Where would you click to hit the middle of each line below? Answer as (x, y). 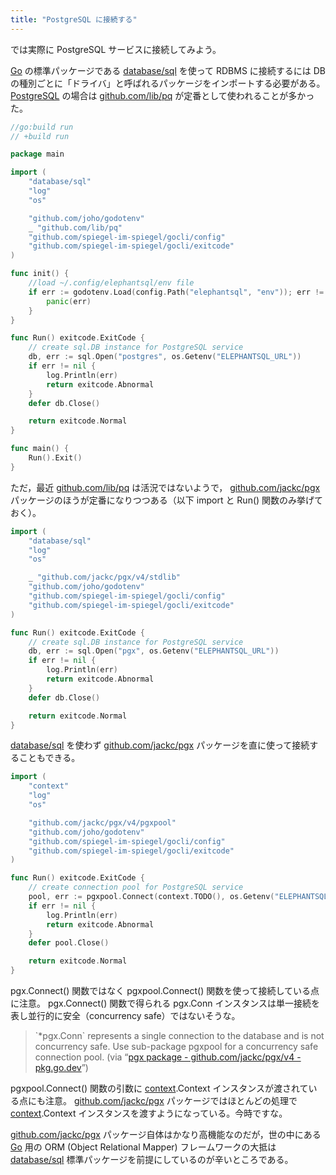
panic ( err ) (69, 301)
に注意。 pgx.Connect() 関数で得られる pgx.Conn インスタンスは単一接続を (165, 1003)
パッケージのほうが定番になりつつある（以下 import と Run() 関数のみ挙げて (167, 500)
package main (37, 154)
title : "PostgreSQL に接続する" (74, 19)
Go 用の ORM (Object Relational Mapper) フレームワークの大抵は (143, 1147)
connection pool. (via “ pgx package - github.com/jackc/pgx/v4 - (168, 1057)
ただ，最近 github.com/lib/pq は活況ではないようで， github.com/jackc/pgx (165, 487)
